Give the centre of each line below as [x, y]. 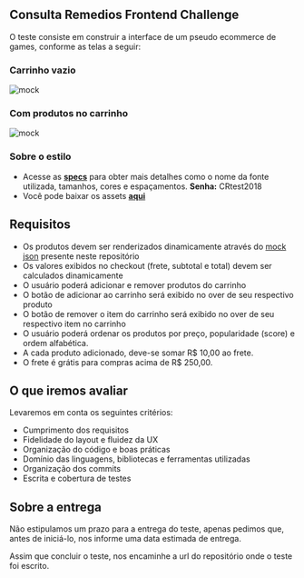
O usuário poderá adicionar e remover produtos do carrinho [134, 284]
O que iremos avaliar [69, 390]
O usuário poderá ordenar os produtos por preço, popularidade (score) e [158, 333]
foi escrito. [29, 566]
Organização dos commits [72, 469]
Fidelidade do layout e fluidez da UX [90, 440]
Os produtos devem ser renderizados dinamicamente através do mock [154, 246]
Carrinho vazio [43, 70]
